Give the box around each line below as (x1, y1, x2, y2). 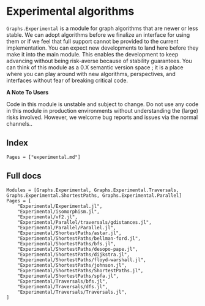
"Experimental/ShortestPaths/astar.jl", (17, 230, 122, 236)
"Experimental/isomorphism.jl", (17, 208, 100, 215)
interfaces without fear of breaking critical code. (6, 77, 129, 84)
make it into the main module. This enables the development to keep (6, 50, 179, 58)
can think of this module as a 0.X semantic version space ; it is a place (6, 63, 184, 71)
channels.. (6, 120, 32, 127)
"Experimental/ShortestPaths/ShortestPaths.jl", (17, 267, 144, 273)
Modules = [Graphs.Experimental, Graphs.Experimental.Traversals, (6, 187, 179, 193)
